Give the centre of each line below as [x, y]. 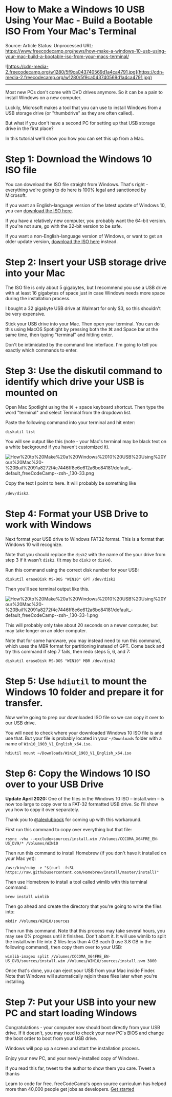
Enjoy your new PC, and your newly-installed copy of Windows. [72, 1058]
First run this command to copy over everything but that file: [69, 829]
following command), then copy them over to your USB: [64, 947]
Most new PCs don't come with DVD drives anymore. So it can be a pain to [84, 92]
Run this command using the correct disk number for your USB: [72, 570]
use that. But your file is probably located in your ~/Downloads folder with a [84, 738]
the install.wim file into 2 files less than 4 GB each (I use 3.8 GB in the [79, 941]
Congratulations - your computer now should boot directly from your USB [83, 1027]
